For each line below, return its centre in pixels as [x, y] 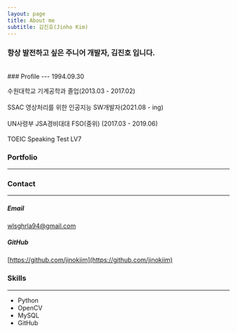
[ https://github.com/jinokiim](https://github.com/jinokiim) [90, 260]
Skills [17, 278]
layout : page [26, 14]
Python [28, 300]
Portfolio [23, 157]
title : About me [31, 20]
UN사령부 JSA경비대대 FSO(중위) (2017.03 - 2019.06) [83, 123]
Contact [22, 183]
